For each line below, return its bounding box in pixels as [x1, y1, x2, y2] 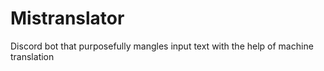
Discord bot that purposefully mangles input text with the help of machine [10, 40, 314, 52]
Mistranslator [10, 7, 125, 30]
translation [10, 50, 55, 62]
